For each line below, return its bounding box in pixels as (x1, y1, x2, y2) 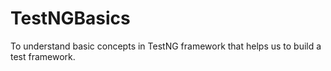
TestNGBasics (10, 7, 131, 30)
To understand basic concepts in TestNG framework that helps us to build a (10, 40, 322, 52)
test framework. (10, 50, 76, 62)
